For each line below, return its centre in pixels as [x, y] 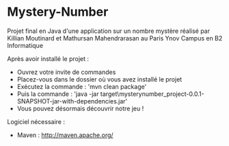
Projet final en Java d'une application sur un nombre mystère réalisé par [109, 31]
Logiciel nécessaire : [36, 121]
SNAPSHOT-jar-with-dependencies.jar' [72, 101]
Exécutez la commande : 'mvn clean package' [82, 86]
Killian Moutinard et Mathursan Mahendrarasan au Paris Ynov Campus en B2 [115, 38]
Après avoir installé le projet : [48, 58]
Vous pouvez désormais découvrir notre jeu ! [80, 108]
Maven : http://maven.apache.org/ [65, 135]
